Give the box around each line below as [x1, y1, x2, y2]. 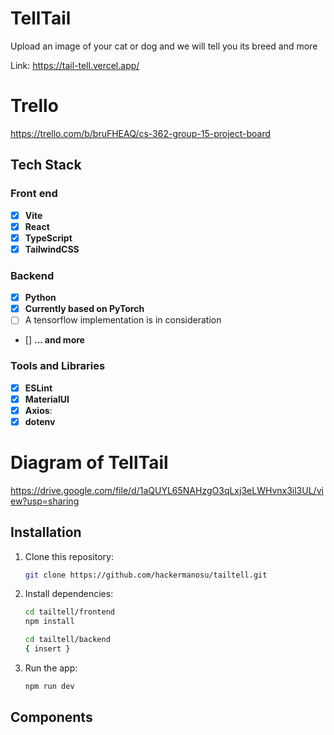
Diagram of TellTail [10, 452, 169, 474]
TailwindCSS [24, 243, 80, 255]
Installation [10, 524, 82, 541]
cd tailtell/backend [24, 635, 111, 645]
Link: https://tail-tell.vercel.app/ [10, 59, 140, 71]
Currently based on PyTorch [24, 303, 145, 315]
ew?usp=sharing [10, 495, 80, 507]
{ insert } [24, 644, 71, 654]
